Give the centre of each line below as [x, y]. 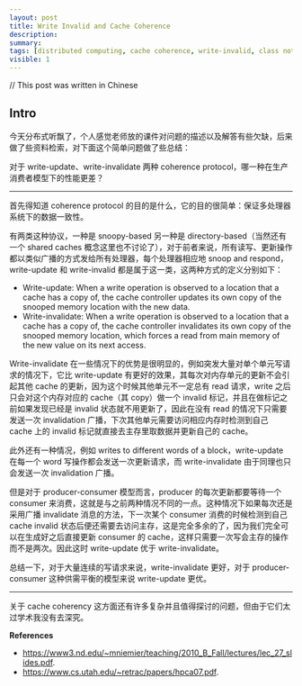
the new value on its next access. [84, 345]
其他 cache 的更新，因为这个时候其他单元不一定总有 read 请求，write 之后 [154, 386]
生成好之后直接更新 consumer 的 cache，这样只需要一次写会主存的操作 [157, 537]
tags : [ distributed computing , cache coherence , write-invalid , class [144, 51]
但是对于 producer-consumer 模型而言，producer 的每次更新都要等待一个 [146, 492]
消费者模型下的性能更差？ [57, 177]
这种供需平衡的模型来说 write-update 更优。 [130, 578]
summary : [26, 43]
